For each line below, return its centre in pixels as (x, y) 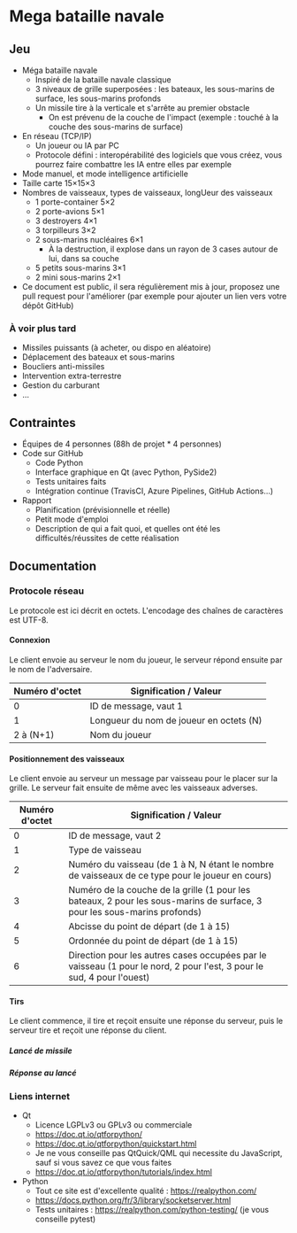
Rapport (37, 500)
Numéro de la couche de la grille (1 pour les (160, 890)
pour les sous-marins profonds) (135, 912)
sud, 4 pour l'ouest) (109, 978)
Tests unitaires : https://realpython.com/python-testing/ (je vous (152, 1210)
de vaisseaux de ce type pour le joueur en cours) (170, 876)
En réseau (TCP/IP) (57, 136)
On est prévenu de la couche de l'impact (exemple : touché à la (164, 117)
